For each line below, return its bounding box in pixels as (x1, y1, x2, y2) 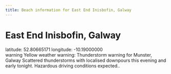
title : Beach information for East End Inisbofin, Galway (5, 7, 132, 13)
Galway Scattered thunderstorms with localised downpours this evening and (5, 57, 166, 63)
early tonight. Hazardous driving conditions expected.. (5, 62, 120, 69)
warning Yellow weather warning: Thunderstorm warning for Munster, (5, 52, 153, 58)
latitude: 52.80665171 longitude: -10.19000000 (5, 46, 103, 53)
